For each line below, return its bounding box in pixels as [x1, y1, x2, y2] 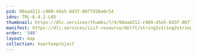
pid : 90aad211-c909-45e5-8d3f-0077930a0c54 [6, 8, 114, 15]
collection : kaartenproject [6, 41, 75, 47]
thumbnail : [6, 19, 33, 25]
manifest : [6, 24, 30, 31]
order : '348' [6, 30, 38, 36]
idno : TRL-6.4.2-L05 [6, 14, 57, 20]
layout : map [6, 36, 35, 41]
